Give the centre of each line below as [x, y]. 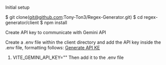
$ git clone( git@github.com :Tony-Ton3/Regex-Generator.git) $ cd [74, 17]
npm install [56, 23]
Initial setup [17, 7]
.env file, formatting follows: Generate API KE [53, 47]
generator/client [22, 23]
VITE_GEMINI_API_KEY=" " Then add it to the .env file [68, 57]
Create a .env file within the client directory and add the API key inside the [83, 42]
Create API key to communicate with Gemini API [56, 32]
